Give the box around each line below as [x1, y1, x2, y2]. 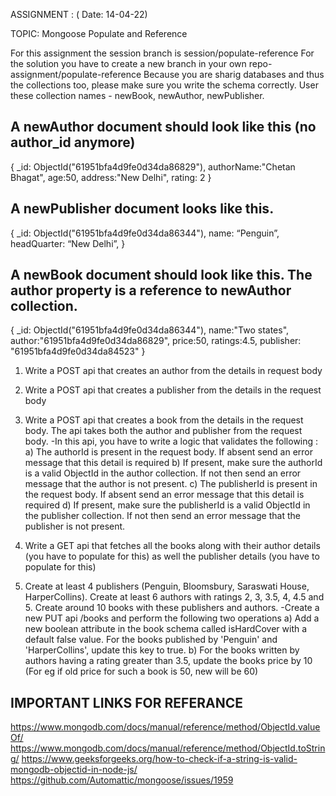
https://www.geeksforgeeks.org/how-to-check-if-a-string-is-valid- [21, 753, 298, 765]
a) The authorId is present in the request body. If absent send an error [24, 446, 314, 458]
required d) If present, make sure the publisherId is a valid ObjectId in [24, 499, 311, 511]
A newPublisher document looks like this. [10, 200, 275, 218]
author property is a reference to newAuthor [10, 282, 292, 299]
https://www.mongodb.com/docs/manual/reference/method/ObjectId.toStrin [10, 742, 326, 754]
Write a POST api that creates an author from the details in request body [24, 365, 323, 377]
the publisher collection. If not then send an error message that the [24, 510, 301, 522]
